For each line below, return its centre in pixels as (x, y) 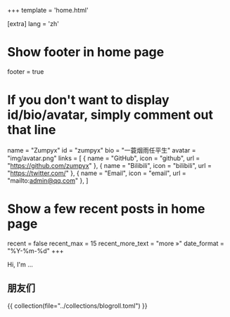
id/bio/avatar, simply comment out (110, 115)
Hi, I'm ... (20, 264)
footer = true (26, 71)
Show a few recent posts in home (106, 209)
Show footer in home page (86, 52)
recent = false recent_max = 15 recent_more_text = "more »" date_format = (116, 243)
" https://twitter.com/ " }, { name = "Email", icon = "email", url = (97, 173)
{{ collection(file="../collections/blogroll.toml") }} (77, 306)
